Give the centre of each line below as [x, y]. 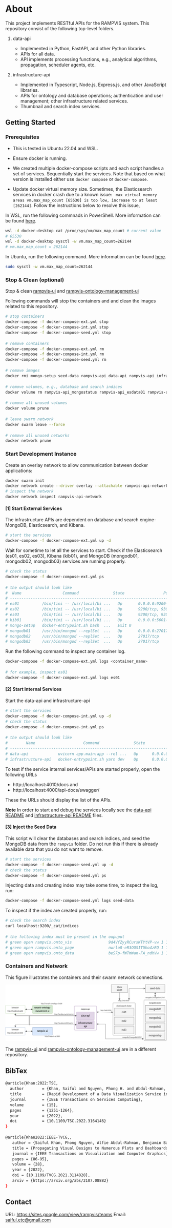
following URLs [21, 774]
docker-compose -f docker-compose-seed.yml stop [58, 333]
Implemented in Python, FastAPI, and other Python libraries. [83, 48]
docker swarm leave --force [35, 424]
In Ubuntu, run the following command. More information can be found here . [86, 257]
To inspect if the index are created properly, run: [56, 911]
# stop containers [25, 316]
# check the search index [33, 920]
